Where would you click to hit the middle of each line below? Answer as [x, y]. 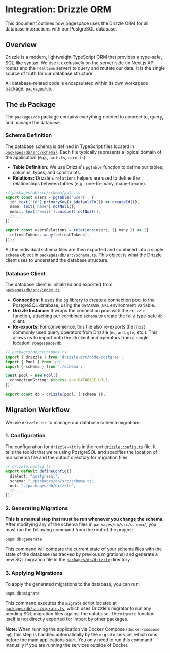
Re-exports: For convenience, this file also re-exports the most [79, 326]
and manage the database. [33, 122]
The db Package [31, 105]
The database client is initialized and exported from [59, 284]
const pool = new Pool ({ [31, 376]
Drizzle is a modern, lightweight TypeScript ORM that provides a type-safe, [84, 57]
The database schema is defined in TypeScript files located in [70, 146]
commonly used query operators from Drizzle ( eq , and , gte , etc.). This [85, 332]
